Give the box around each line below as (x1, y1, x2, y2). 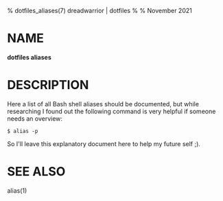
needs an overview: (7, 114, 63, 123)
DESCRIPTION (7, 78, 89, 93)
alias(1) (7, 186, 27, 195)
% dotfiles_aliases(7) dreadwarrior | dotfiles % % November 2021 (7, 7, 192, 14)
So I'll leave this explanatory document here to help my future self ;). (7, 139, 201, 147)
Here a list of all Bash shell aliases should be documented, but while (7, 99, 199, 108)
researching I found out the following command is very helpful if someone (7, 107, 216, 115)
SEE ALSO (7, 164, 66, 180)
